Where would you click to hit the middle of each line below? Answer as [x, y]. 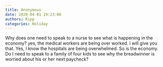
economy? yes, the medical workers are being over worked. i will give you [81, 43]
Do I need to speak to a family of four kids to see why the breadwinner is [80, 54]
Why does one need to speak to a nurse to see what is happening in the [79, 38]
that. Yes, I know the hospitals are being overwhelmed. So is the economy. [82, 48]
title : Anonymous [23, 10]
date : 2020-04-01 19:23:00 [33, 14]
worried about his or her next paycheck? [47, 59]
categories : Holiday [27, 24]
